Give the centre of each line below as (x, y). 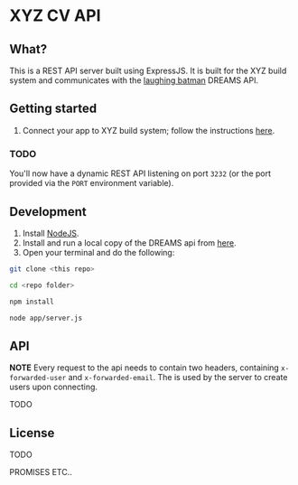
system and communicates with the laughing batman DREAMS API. (134, 80)
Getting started (53, 109)
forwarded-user (38, 378)
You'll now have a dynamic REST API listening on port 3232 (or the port (140, 173)
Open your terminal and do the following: (98, 252)
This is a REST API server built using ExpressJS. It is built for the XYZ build (148, 70)
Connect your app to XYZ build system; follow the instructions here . (149, 130)
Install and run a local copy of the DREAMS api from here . (129, 242)
